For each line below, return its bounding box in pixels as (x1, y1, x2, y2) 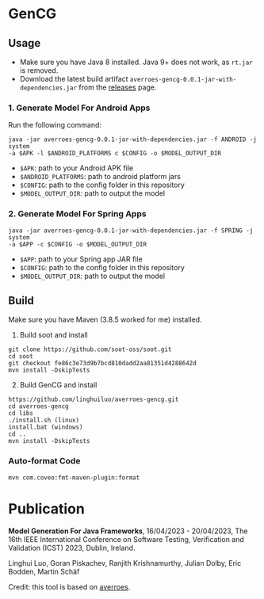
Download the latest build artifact (19, 74, 128, 83)
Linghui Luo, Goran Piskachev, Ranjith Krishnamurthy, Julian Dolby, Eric (8, 558, 242, 567)
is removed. (19, 66, 59, 75)
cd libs (8, 410, 34, 418)
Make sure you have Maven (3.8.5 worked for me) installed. (8, 315, 202, 325)
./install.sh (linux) (8, 417, 80, 425)
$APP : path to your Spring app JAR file (19, 254, 143, 264)
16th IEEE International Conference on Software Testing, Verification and (8, 534, 244, 544)
